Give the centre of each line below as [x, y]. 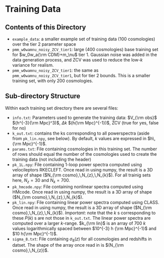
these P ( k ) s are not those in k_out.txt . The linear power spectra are [81, 218]
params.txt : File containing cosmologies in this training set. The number [85, 149]
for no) [19, 128]
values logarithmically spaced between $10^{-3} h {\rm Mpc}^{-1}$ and [84, 228]
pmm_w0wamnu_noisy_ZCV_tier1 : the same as [55, 70]
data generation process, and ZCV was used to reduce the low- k [77, 60]
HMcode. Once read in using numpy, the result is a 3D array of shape [82, 192]
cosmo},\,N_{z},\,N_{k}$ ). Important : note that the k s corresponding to [84, 213]
